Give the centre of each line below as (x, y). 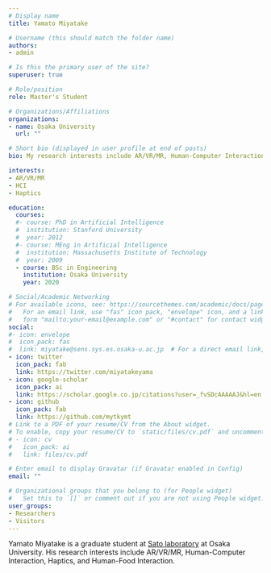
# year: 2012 (39, 238)
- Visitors (27, 521)
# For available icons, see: (57, 305)
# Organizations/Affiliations (59, 111)
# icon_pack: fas (39, 342)
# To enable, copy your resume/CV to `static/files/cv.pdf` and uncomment (137, 432)
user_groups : (30, 506)
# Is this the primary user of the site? (79, 68)
